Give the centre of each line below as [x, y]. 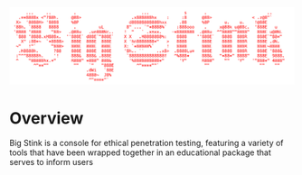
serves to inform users [51, 162]
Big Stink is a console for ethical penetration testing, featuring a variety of [146, 143]
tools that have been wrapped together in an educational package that [140, 152]
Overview [47, 118]
